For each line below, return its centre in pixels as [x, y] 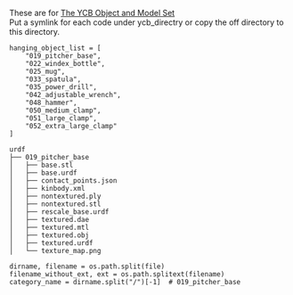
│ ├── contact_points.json [63, 181]
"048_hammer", [51, 102]
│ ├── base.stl [41, 165]
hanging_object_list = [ [55, 48]
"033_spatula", [53, 79]
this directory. [35, 32]
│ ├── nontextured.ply [55, 196]
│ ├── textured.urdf [51, 243]
